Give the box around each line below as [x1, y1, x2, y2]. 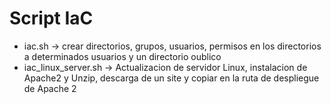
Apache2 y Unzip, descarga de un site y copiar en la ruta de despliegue [23, 72, 320, 84]
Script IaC [9, 7, 94, 30]
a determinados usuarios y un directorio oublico [23, 50, 222, 62]
